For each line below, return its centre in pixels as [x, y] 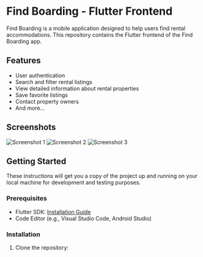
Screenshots [31, 127]
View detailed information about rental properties [77, 88]
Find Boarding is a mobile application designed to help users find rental [96, 28]
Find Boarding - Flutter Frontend [90, 11]
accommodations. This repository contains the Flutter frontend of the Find [100, 34]
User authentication [40, 75]
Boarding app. [24, 41]
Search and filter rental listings [54, 82]
